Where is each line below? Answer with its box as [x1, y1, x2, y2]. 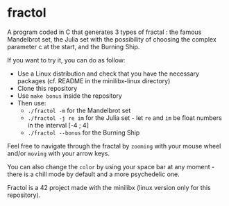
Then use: [17, 98, 46, 107]
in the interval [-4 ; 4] [27, 121, 89, 129]
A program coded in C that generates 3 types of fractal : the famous [7, 28, 202, 36]
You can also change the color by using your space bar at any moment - [7, 162, 215, 171]
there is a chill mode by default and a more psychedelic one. [7, 170, 180, 178]
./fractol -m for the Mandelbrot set [27, 106, 131, 114]
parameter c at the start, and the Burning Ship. [7, 42, 140, 51]
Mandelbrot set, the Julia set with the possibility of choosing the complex [7, 35, 217, 43]
